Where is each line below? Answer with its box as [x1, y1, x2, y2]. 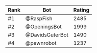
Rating [73, 7, 90, 13]
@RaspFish [25, 15, 53, 22]
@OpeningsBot [25, 23, 62, 30]
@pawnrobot [25, 40, 57, 46]
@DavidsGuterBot [25, 31, 69, 38]
